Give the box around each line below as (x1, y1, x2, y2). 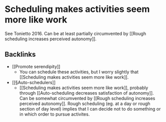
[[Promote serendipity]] (11, 63, 60, 69)
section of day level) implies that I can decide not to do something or (19, 106, 161, 112)
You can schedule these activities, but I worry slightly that (19, 69, 138, 75)
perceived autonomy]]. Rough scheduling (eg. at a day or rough (19, 101, 150, 107)
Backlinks (4, 50, 36, 59)
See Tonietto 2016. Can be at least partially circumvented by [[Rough (4, 30, 146, 36)
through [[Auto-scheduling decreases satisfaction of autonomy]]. (19, 90, 154, 96)
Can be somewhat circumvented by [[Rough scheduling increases (19, 95, 155, 101)
